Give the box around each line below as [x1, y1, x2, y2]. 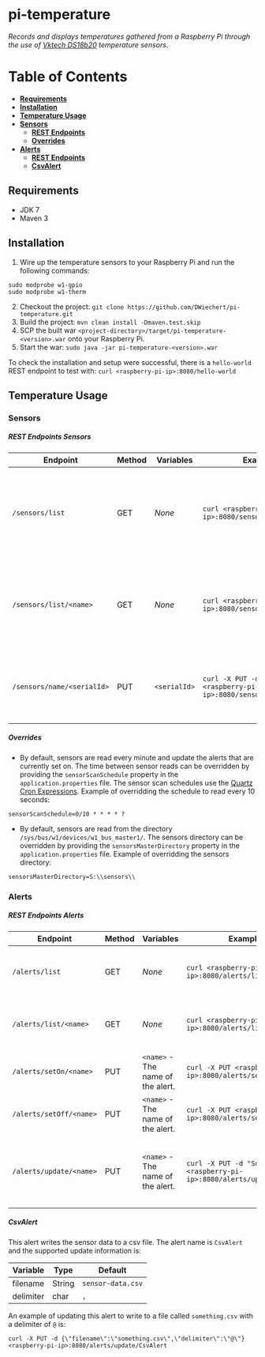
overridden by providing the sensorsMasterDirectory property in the [19, 840, 241, 850]
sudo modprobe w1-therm [8, 288, 87, 296]
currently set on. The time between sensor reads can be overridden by [19, 761, 250, 771]
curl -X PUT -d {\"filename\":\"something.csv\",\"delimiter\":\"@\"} [8, 1334, 245, 1343]
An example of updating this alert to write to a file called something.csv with [8, 1310, 254, 1321]
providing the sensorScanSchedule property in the [19, 769, 179, 779]
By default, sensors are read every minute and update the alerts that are [19, 752, 254, 762]
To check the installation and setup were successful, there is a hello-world [8, 357, 252, 367]
